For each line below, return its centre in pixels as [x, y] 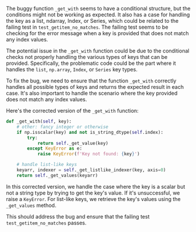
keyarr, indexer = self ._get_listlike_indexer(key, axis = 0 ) [91, 170]
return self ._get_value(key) [73, 143]
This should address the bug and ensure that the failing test [78, 216]
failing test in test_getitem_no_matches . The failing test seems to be [87, 27]
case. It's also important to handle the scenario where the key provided [92, 93]
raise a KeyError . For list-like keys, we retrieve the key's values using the [93, 199]
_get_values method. [31, 205]
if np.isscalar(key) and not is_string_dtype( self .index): [90, 132]
